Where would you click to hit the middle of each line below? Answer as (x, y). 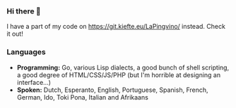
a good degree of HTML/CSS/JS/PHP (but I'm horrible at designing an (118, 75)
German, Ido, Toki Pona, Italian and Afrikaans (83, 97)
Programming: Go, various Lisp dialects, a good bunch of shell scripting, (123, 67)
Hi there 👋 (24, 11)
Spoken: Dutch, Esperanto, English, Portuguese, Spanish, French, (113, 90)
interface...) (34, 82)
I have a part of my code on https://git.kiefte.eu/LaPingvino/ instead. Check (116, 27)
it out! (15, 34)
